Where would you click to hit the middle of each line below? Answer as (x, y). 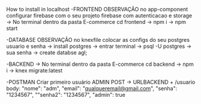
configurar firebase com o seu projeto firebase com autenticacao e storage (99, 16)
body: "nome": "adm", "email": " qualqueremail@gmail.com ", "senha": (92, 88)
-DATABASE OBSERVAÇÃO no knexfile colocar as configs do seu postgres (98, 40)
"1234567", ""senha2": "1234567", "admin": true (66, 95)
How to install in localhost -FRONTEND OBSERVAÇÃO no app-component (97, 9)
